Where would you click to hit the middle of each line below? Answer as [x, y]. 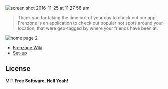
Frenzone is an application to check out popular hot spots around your [90, 23]
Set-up [20, 53]
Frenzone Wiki [27, 48]
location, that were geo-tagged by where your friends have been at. [88, 28]
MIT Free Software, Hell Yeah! [37, 81]
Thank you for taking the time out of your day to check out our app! [87, 17]
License [18, 69]
